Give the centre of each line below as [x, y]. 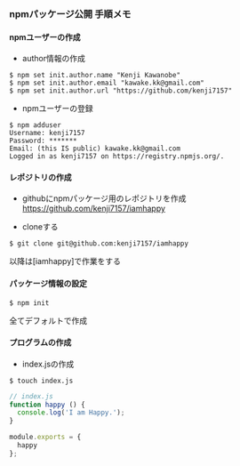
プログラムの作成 [40, 342]
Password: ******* [43, 141]
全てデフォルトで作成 [48, 320]
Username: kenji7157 [48, 133]
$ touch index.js [41, 381]
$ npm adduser [36, 125]
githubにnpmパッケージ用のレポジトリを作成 [104, 198]
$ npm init [29, 303]
